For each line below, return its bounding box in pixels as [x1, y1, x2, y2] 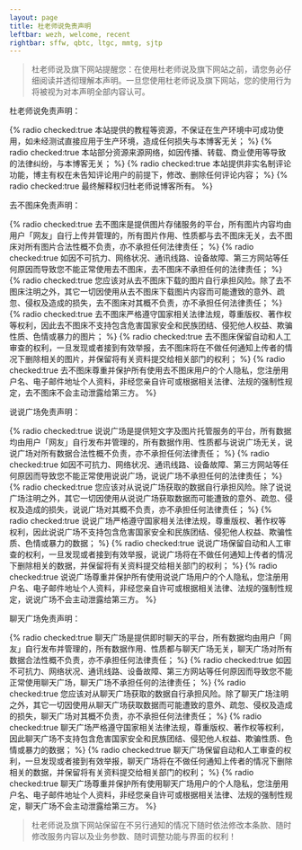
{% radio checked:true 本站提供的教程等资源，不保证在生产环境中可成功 [9, 125, 276, 136]
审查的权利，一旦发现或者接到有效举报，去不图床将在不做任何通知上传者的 [9, 342, 285, 353]
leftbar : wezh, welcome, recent [9, 30, 130, 39]
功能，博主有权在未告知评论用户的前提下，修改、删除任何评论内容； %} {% [9, 170, 289, 181]
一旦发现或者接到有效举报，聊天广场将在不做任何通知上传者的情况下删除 [24, 756, 293, 766]
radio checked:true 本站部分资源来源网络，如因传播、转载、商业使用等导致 [9, 147, 287, 158]
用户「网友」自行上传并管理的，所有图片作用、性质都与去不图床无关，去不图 [9, 230, 293, 241]
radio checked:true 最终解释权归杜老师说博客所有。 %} [9, 181, 213, 191]
